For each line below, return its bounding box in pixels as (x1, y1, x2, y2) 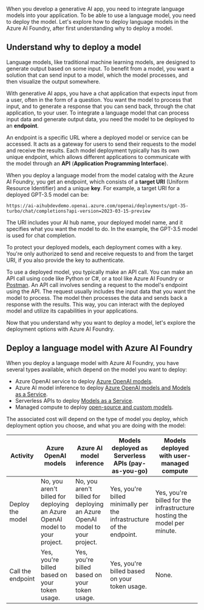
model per (155, 519, 185, 527)
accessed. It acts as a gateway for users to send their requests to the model (6, 140, 196, 147)
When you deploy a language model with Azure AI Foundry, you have (6, 359, 179, 366)
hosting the (155, 511, 188, 520)
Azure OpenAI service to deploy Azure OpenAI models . (15, 377, 153, 385)
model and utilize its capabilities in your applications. (6, 307, 138, 314)
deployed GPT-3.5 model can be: (6, 191, 89, 198)
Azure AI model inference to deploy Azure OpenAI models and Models (15, 384, 191, 391)
